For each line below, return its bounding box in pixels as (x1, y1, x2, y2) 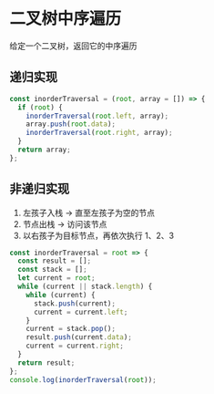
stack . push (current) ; (33, 298, 117, 308)
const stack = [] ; (17, 265, 88, 275)
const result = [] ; (17, 256, 92, 265)
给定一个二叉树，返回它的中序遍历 (9, 40, 138, 51)
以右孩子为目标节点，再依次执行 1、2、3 (22, 230, 175, 241)
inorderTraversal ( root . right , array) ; (25, 129, 173, 138)
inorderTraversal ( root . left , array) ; (25, 111, 169, 120)
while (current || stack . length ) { (17, 282, 153, 292)
